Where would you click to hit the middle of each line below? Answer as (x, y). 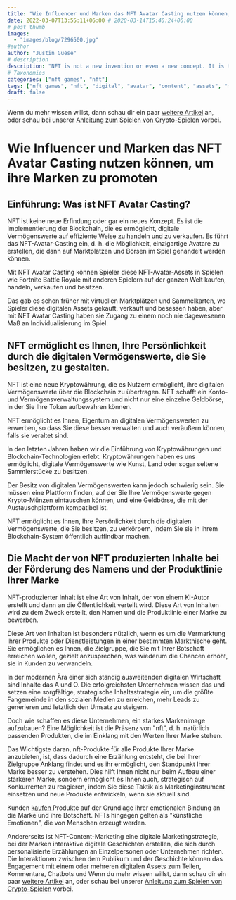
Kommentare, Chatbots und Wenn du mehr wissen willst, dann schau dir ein (117, 873)
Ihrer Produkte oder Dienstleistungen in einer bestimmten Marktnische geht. (117, 641)
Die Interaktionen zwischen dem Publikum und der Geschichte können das (115, 858)
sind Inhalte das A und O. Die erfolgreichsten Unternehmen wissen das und (116, 685)
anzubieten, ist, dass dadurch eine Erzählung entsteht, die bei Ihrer (104, 756)
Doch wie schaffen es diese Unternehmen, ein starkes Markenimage (106, 720)
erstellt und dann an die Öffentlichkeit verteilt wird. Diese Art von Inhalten (113, 605)
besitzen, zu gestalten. (59, 367)
